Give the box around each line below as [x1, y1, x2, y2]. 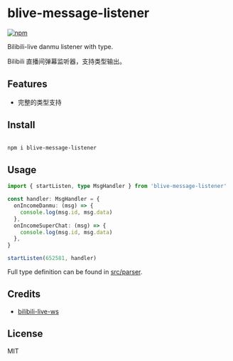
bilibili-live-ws [17, 307, 59, 315]
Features [7, 78, 48, 90]
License [7, 328, 43, 340]
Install [7, 119, 36, 131]
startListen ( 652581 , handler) [7, 255, 97, 262]
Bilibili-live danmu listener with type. [7, 42, 114, 51]
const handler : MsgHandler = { [7, 196, 100, 203]
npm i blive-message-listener [7, 144, 97, 151]
